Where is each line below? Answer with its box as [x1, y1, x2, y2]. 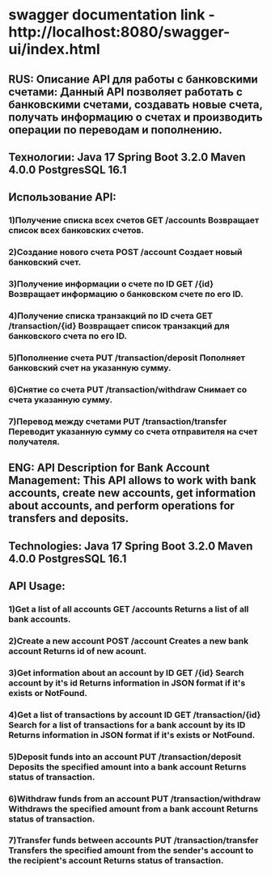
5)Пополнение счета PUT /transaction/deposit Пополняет [8, 352, 245, 363]
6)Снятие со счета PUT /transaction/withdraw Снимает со [8, 384, 248, 395]
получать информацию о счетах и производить [8, 110, 263, 124]
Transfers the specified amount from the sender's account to [8, 845, 254, 856]
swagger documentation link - [8, 6, 216, 24]
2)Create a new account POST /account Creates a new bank [8, 635, 249, 647]
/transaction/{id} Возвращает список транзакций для [8, 320, 230, 332]
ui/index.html [8, 40, 101, 58]
